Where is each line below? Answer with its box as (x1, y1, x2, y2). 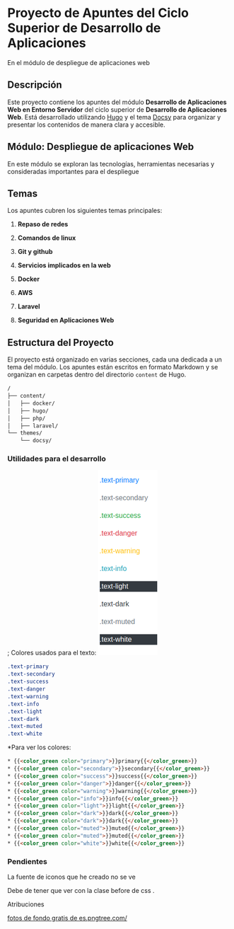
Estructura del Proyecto (7, 336, 115, 348)
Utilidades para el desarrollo (7, 454, 106, 464)
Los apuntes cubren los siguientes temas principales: (7, 207, 163, 215)
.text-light (7, 708, 42, 715)
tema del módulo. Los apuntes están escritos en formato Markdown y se (7, 363, 218, 371)
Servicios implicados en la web (17, 261, 111, 270)
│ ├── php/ (7, 415, 46, 422)
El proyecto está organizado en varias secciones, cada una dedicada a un (7, 355, 223, 364)
